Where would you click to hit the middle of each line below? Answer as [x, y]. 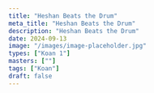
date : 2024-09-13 [38, 38]
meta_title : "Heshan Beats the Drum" [72, 23]
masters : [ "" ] [32, 61]
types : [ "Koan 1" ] [39, 53]
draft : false [30, 76]
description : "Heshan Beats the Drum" [74, 31]
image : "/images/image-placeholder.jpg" [78, 46]
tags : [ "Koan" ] [34, 69]
